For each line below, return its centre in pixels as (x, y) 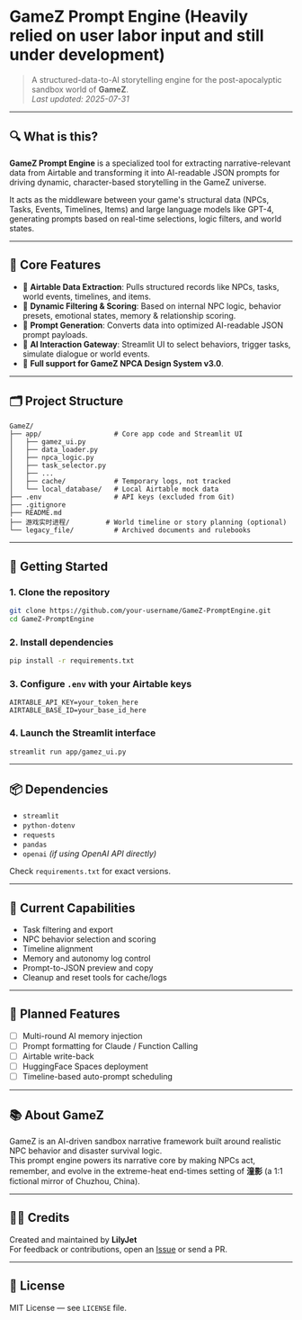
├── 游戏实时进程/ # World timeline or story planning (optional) (148, 523)
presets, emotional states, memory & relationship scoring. (129, 315)
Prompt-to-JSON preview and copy (88, 968)
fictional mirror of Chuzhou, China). (75, 1181)
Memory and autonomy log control (86, 958)
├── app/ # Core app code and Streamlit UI (126, 434)
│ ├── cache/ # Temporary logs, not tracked (120, 482)
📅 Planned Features (65, 1014)
